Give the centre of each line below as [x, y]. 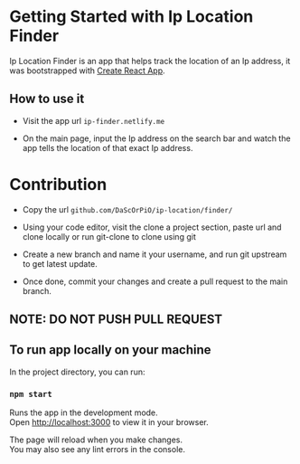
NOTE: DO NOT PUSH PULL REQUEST [116, 320]
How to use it [47, 99]
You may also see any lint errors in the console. [97, 450]
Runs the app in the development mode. [84, 412]
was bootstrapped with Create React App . [87, 71]
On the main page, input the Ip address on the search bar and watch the [156, 138]
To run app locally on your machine [110, 350]
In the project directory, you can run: [77, 372]
